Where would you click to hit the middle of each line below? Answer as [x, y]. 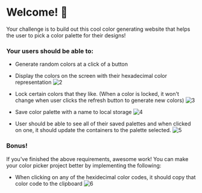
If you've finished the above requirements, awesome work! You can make [97, 159]
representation [33, 82]
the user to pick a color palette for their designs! [66, 35]
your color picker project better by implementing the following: [84, 165]
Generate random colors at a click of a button [71, 64]
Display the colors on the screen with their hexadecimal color [91, 76]
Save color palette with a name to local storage [73, 112]
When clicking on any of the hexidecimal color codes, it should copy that [105, 177]
